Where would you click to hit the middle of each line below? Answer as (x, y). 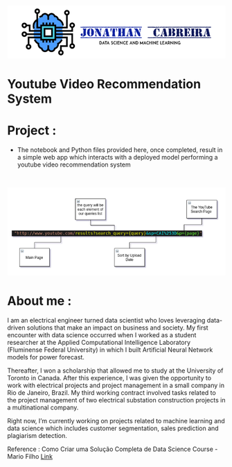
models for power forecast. (46, 357)
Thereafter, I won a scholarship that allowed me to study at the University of (115, 371)
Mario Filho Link (30, 456)
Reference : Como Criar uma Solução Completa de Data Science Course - (113, 449)
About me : (39, 301)
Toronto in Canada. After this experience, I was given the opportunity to (109, 377)
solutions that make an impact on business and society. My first (118, 328)
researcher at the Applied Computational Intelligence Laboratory (99, 342)
